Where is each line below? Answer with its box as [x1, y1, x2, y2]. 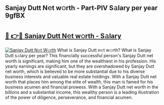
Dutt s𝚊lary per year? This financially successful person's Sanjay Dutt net [5, 53, 153, 58]
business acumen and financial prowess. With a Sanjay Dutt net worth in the [5, 84, 159, 90]
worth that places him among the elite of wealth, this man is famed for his [5, 79, 153, 84]
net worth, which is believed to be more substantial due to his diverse [5, 68, 145, 74]
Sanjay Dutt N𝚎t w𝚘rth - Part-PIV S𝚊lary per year [5, 4, 158, 12]
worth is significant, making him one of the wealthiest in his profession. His [5, 58, 156, 64]
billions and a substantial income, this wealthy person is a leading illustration [5, 89, 159, 95]
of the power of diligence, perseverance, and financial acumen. [5, 95, 133, 100]
